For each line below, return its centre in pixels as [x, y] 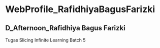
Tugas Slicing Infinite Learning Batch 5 [45, 40]
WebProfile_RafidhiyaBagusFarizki [80, 9]
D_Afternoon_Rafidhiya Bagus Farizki [65, 28]
